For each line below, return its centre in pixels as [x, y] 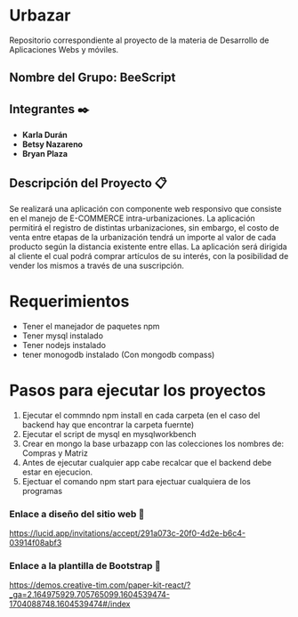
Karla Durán [45, 135]
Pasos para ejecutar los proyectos [138, 390]
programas [42, 491]
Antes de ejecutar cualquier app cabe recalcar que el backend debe [147, 462]
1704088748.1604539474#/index [70, 604]
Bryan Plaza [45, 154]
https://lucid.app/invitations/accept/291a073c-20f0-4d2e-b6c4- [128, 533]
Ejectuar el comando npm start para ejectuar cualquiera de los [136, 481]
